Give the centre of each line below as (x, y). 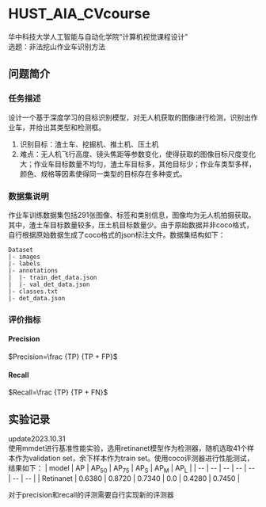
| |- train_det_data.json (53, 277)
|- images (25, 257)
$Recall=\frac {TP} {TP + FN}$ (58, 392)
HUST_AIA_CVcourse (79, 14)
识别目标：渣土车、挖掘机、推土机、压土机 (89, 144)
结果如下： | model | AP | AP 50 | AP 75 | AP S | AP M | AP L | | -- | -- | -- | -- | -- (132, 469)
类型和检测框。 (81, 127)
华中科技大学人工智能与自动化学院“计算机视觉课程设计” (98, 36)
